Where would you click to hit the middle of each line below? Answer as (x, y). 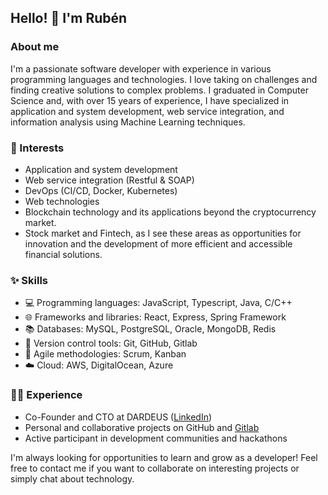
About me (35, 47)
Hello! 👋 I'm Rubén (69, 18)
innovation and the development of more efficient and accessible (158, 243)
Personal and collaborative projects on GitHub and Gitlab (142, 427)
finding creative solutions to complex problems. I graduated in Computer (159, 90)
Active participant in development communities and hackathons (156, 438)
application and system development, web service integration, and (147, 111)
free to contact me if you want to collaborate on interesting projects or (155, 468)
